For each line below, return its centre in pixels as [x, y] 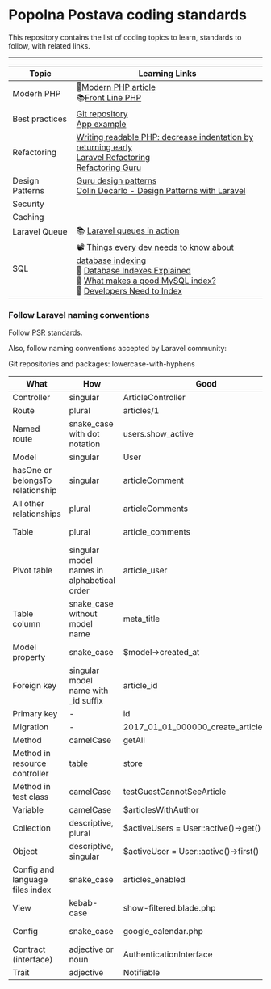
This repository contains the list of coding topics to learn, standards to [125, 37]
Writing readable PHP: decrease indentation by [165, 137]
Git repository [102, 113]
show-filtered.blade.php [169, 908]
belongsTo [32, 480]
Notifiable [142, 973]
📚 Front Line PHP [109, 97]
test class [31, 797]
